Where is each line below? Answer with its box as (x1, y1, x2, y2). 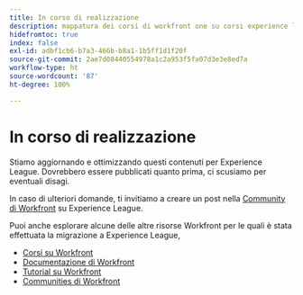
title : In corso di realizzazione (9, 13, 140, 22)
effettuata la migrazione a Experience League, (9, 229, 180, 240)
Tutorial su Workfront (22, 266, 102, 277)
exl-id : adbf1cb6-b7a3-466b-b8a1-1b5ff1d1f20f (9, 47, 188, 56)
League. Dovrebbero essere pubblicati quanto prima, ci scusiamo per (9, 165, 267, 176)
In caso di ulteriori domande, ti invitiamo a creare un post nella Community (9, 192, 286, 203)
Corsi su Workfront (22, 246, 94, 257)
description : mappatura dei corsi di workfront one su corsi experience (9, 22, 289, 31)
